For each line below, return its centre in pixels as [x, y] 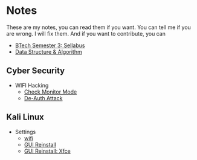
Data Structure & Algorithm [49, 51]
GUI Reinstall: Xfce [47, 151]
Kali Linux [25, 117]
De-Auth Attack [43, 98]
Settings [25, 132]
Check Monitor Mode [50, 92]
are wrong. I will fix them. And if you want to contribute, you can [86, 33]
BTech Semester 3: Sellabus [50, 45]
